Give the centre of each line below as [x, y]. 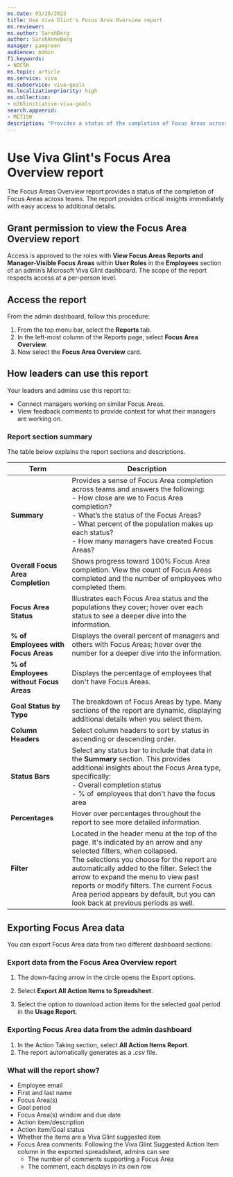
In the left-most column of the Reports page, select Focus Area [108, 337]
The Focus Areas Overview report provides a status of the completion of [111, 192]
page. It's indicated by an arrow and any [137, 842]
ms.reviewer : [26, 26]
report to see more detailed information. [137, 822]
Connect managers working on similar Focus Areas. [91, 404]
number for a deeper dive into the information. [147, 653]
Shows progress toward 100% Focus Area [141, 561]
